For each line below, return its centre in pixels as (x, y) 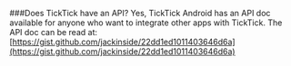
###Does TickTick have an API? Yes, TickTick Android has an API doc (140, 13)
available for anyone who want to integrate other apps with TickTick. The (146, 23)
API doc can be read (48, 32)
